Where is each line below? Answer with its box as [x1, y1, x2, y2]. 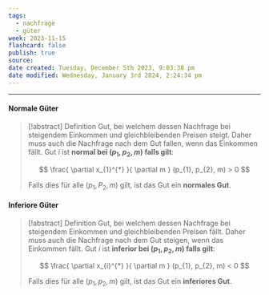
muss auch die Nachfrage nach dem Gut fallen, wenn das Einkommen [27, 138, 259, 148]
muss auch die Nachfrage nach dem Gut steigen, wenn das [27, 235, 224, 244]
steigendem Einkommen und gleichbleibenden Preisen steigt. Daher [27, 130, 252, 139]
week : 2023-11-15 [8, 34, 66, 42]
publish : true [8, 49, 56, 57]
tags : [8, 11, 26, 20]
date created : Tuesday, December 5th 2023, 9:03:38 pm [8, 64, 195, 72]
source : [8, 57, 34, 65]
